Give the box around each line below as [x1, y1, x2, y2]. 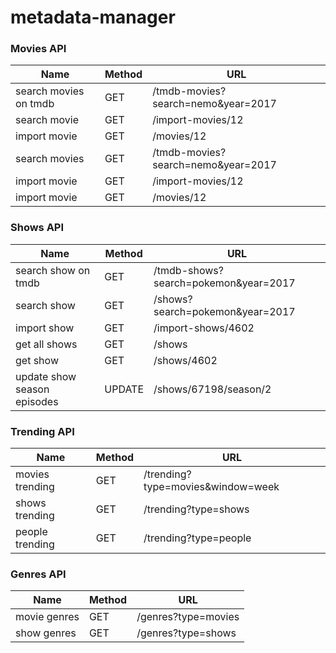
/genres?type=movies [136, 610, 240, 624]
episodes [15, 394, 59, 408]
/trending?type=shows [143, 502, 250, 516]
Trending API [10, 424, 75, 438]
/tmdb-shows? [153, 263, 224, 277]
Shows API [10, 221, 65, 235]
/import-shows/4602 [153, 321, 255, 335]
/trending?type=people [143, 531, 252, 545]
